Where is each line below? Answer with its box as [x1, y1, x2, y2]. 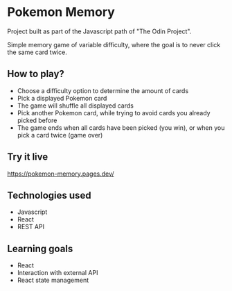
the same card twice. [7, 48, 67, 56]
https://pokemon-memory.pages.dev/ [7, 169, 114, 178]
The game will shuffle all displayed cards [17, 101, 134, 110]
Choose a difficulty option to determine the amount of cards [17, 86, 189, 94]
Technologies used [7, 189, 91, 201]
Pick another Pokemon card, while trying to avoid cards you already [17, 108, 211, 117]
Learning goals [7, 242, 73, 254]
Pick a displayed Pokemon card [17, 94, 107, 102]
